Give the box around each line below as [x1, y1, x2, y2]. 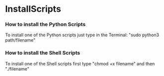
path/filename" [5, 37, 36, 43]
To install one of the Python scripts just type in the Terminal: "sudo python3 [5, 32, 160, 38]
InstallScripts [5, 3, 61, 15]
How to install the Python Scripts [5, 21, 86, 28]
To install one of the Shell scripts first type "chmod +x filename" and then [5, 60, 155, 67]
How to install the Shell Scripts [5, 50, 80, 56]
